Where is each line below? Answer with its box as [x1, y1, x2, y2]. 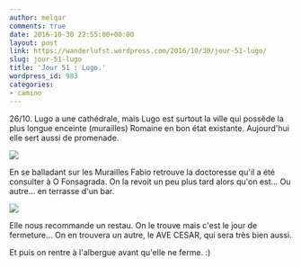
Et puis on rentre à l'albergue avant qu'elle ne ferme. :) [9, 246, 211, 257]
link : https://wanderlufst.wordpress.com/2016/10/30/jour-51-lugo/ [9, 47, 268, 56]
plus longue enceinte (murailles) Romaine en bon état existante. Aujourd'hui [9, 122, 290, 133]
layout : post [9, 38, 58, 48]
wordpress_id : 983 [9, 72, 78, 81]
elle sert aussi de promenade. [9, 132, 120, 143]
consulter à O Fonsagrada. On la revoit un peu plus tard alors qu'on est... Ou [9, 176, 291, 187]
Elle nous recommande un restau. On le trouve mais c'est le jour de [9, 219, 258, 230]
